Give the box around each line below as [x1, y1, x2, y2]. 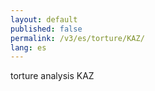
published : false [10, 24, 83, 34]
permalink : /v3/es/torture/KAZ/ [10, 33, 145, 43]
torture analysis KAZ [10, 70, 95, 82]
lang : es [10, 42, 47, 53]
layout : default [10, 14, 78, 25]
